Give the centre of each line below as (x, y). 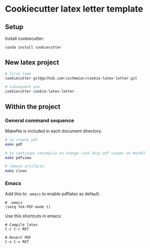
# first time (18, 74)
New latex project (32, 62)
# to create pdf (21, 140)
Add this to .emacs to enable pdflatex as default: (52, 194)
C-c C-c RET (17, 229)
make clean (16, 171)
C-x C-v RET (17, 242)
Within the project (33, 107)
